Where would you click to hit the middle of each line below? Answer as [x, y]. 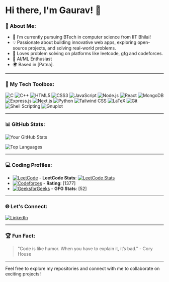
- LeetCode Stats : [58, 178]
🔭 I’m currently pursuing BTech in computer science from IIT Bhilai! [82, 37]
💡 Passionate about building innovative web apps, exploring [74, 42]
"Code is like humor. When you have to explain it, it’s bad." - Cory [85, 248]
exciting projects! [23, 274]
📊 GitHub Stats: [25, 124]
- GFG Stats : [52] [69, 189]
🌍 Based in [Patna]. [33, 65]
